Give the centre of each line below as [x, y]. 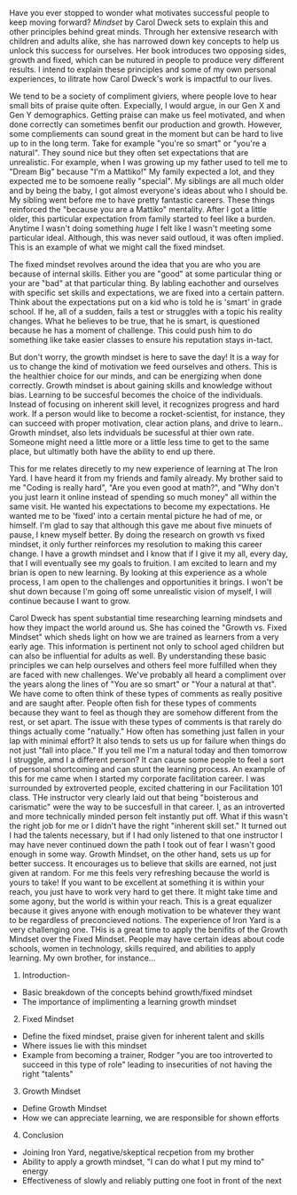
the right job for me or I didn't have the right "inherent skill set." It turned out [148, 826]
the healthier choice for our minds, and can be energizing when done [136, 376]
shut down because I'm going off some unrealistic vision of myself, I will [141, 591]
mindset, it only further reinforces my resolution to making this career [136, 544]
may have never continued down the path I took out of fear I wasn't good [142, 844]
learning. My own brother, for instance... [82, 958]
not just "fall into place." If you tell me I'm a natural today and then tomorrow [148, 750]
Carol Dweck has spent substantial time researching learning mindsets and [146, 618]
